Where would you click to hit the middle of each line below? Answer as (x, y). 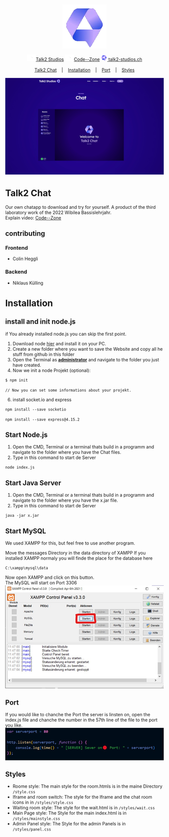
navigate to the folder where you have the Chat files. (67, 452)
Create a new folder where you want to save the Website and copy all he (88, 349)
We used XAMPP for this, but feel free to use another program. (70, 543)
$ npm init (17, 380)
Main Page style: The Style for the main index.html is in (69, 813)
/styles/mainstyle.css (36, 819)
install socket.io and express (42, 400)
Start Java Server (33, 483)
